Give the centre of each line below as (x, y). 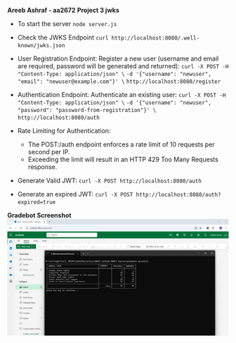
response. (42, 167)
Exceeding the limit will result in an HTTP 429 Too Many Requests (123, 159)
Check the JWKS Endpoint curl (63, 37)
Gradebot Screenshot (39, 215)
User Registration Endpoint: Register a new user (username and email (118, 58)
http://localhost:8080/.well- (156, 38)
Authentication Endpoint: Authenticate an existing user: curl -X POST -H (122, 95)
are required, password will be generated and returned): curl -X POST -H (123, 66)
